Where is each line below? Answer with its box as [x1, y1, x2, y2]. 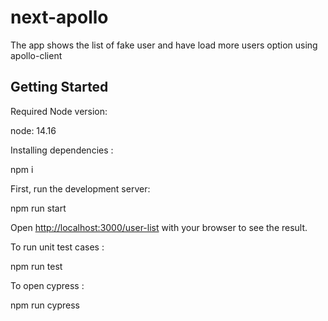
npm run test [10, 260, 63, 272]
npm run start [10, 202, 67, 214]
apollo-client [10, 49, 63, 61]
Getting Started [10, 79, 109, 96]
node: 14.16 [10, 124, 57, 136]
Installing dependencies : [10, 144, 114, 156]
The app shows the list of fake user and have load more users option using [10, 39, 318, 51]
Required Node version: [10, 105, 108, 117]
